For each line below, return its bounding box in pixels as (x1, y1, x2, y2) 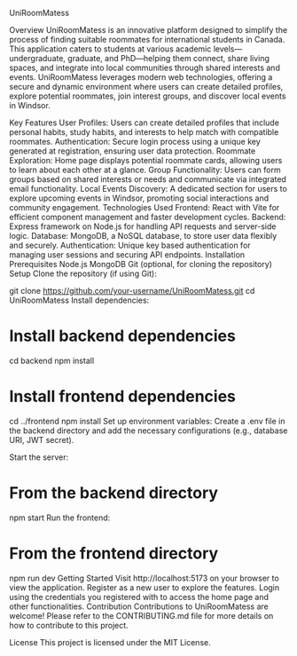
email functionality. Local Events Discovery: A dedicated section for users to (9, 184, 288, 194)
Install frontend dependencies (9, 386, 237, 407)
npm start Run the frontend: (9, 512, 111, 523)
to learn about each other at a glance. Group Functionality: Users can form (9, 164, 281, 175)
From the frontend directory (9, 543, 219, 563)
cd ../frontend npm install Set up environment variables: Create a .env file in (9, 415, 285, 426)
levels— (213, 43, 243, 54)
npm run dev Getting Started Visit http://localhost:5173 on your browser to (9, 573, 279, 583)
